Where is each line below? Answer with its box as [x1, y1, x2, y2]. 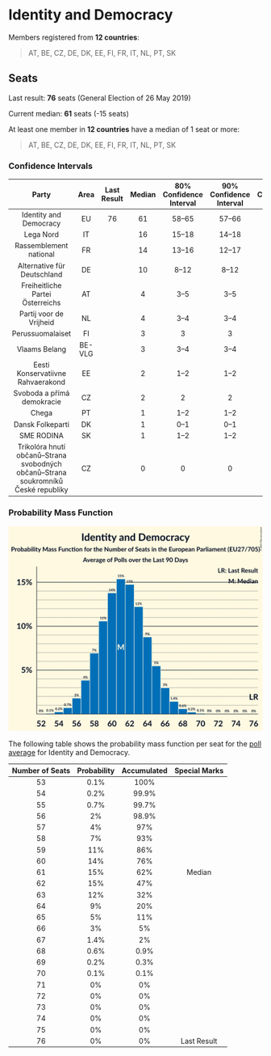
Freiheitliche [21, 281, 62, 290]
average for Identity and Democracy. [8, 748, 131, 758]
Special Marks [174, 766, 224, 775]
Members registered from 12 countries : [8, 32, 140, 42]
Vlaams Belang [16, 344, 67, 354]
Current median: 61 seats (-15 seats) [8, 108, 129, 118]
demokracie [21, 397, 62, 407]
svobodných [21, 459, 62, 469]
